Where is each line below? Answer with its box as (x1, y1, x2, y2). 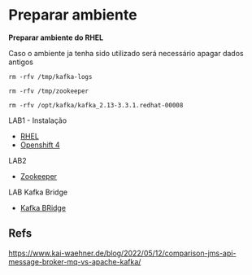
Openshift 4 (20, 140, 60, 150)
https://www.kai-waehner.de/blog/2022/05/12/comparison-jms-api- (8, 248, 237, 258)
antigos (8, 57, 34, 67)
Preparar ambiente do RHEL (8, 33, 104, 42)
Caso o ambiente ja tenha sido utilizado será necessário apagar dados (8, 48, 244, 58)
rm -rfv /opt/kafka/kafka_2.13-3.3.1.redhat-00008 (8, 101, 184, 109)
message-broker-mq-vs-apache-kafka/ (8, 256, 141, 266)
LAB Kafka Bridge (8, 187, 67, 197)
